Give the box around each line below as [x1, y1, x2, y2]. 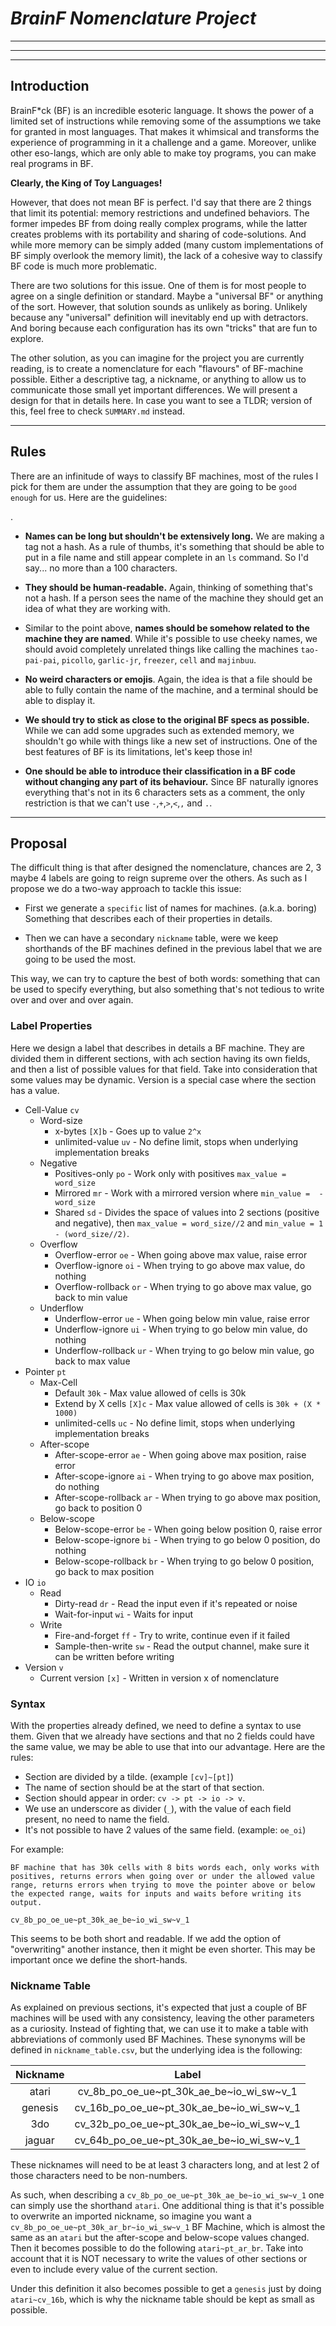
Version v [24, 1661, 64, 1673]
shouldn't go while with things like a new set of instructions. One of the [24, 735, 318, 747]
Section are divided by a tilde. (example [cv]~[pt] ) [24, 1770, 235, 1782]
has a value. [10, 1084, 60, 1096]
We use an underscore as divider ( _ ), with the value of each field [24, 1802, 292, 1814]
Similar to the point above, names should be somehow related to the [24, 622, 310, 634]
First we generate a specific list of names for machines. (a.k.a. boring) [24, 902, 318, 914]
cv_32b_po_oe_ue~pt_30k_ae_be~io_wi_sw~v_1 [74, 2117, 302, 2131]
